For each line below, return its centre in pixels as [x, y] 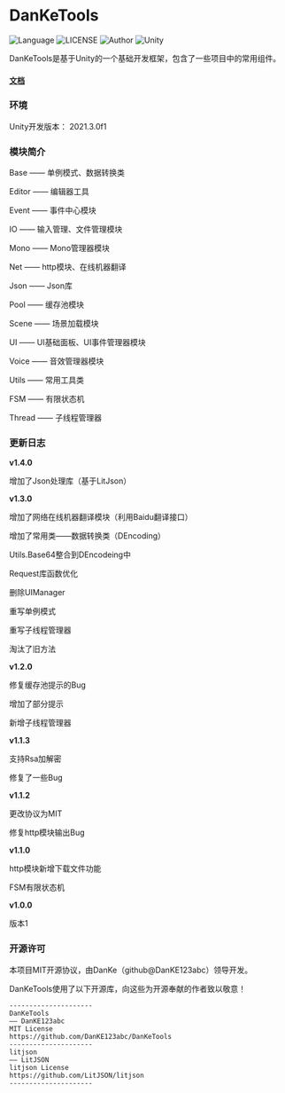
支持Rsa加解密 [35, 759]
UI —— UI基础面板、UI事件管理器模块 [77, 342]
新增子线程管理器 [40, 723]
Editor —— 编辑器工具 [50, 192]
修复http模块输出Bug [47, 833]
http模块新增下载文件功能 [55, 869]
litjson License [39, 1067]
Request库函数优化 [43, 574]
